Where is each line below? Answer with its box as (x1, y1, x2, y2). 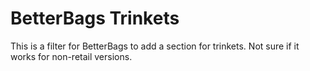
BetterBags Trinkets (10, 7, 180, 30)
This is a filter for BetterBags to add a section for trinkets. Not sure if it (10, 40, 300, 52)
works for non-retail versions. (10, 50, 133, 62)
